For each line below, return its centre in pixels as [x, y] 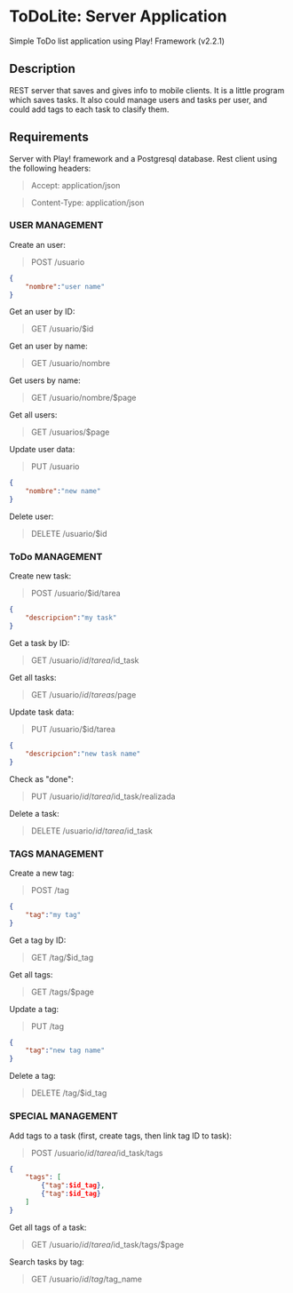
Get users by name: [45, 380]
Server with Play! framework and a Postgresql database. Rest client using [143, 158]
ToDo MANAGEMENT [56, 557]
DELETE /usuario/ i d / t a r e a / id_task [91, 830]
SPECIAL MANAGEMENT [63, 1116]
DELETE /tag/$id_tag [69, 1093]
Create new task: [40, 576]
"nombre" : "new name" [63, 491]
